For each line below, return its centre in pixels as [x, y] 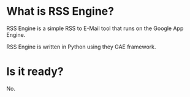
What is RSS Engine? [60, 11]
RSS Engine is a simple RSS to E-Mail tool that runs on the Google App [95, 28]
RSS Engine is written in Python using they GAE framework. [81, 47]
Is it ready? [35, 72]
